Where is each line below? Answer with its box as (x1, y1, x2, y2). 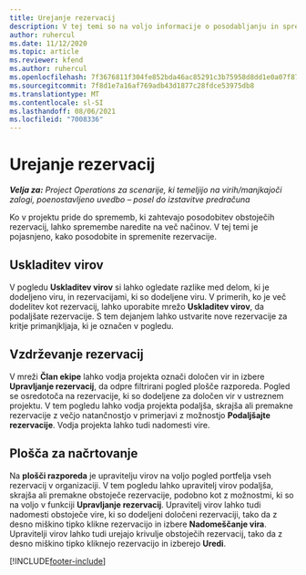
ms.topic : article (9, 47, 79, 56)
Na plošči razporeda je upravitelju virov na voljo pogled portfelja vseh (9, 470, 271, 481)
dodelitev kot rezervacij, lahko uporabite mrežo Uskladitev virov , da (9, 301, 264, 312)
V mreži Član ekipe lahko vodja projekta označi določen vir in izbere (9, 371, 265, 382)
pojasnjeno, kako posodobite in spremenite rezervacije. (9, 231, 217, 242)
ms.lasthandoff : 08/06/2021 (9, 107, 117, 116)
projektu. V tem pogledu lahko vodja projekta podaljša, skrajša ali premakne (9, 400, 293, 411)
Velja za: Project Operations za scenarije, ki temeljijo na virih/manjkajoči (9, 184, 282, 196)
